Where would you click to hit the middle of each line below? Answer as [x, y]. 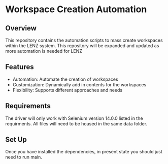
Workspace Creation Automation [76, 9]
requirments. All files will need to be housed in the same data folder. [76, 123]
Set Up [16, 140]
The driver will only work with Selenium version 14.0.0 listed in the [74, 118]
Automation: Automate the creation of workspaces [65, 79]
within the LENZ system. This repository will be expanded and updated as [82, 46]
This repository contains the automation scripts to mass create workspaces [84, 40]
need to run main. [24, 157]
